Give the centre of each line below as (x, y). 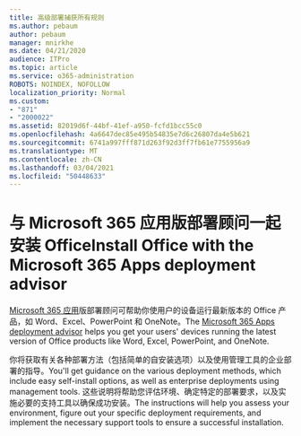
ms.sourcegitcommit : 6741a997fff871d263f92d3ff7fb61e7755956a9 (130, 143)
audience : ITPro (39, 59)
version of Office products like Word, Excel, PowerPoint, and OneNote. (139, 341)
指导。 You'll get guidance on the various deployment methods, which (153, 371)
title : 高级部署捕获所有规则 (57, 17)
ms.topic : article (43, 68)
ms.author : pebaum (43, 26)
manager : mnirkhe (42, 43)
